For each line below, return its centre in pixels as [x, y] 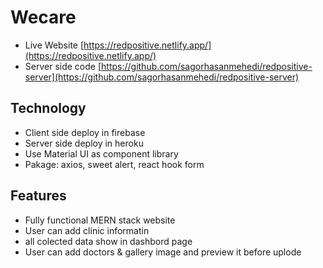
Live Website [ [54, 45]
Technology [48, 108]
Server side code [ [63, 66]
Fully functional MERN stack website [100, 220]
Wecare [43, 17]
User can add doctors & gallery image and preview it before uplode [163, 252]
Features [38, 196]
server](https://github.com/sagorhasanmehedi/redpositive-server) [162, 77]
